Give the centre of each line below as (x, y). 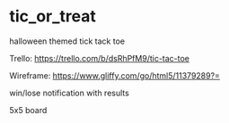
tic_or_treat (53, 16)
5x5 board (28, 110)
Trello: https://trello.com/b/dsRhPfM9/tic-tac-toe (100, 58)
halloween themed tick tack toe (67, 41)
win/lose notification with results (70, 93)
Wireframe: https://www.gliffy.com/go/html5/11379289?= (114, 75)
